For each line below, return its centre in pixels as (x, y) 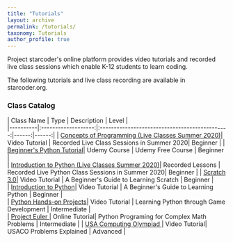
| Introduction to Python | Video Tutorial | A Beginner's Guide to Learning (110, 187)
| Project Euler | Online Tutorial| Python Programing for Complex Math (107, 217)
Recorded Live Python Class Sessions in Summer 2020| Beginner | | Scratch (116, 172)
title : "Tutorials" (35, 14)
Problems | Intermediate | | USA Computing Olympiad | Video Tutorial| (107, 224)
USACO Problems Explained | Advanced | (66, 232)
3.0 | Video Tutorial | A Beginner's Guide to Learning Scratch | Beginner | (111, 180)
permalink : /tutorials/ (42, 26)
